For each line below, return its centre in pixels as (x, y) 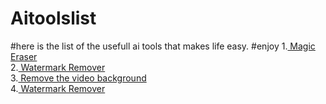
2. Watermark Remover (58, 67)
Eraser (24, 56)
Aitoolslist (53, 18)
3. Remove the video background (78, 78)
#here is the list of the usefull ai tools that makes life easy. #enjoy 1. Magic (163, 46)
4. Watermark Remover (58, 88)
